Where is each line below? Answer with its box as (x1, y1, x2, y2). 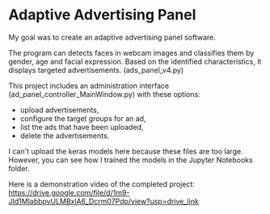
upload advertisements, (19, 105, 99, 115)
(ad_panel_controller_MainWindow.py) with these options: (8, 89, 200, 99)
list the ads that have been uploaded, (19, 122, 144, 132)
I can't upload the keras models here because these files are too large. (8, 146, 244, 156)
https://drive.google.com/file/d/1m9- (8, 187, 130, 197)
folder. (8, 163, 30, 173)
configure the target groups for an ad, (19, 113, 146, 123)
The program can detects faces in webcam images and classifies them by (8, 48, 255, 57)
